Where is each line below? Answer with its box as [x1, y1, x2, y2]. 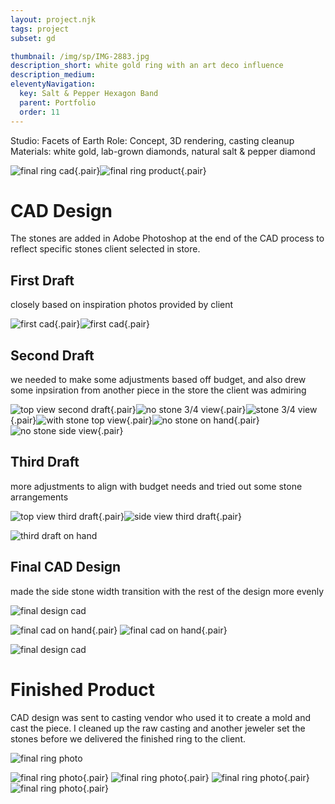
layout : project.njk [10, 14, 97, 25]
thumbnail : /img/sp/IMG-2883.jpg [10, 51, 150, 61]
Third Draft [10, 454, 80, 471]
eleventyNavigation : [10, 79, 97, 90]
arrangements [10, 491, 69, 503]
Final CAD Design [10, 559, 122, 576]
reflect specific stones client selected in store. [10, 243, 201, 255]
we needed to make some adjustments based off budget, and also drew [10, 374, 307, 386]
